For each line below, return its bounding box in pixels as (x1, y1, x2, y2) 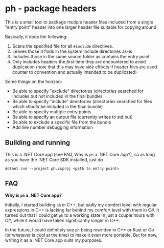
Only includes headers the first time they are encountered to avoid (12, 59, 146, 64)
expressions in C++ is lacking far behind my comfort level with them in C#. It (5, 207, 159, 213)
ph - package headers (5, 3, 96, 14)
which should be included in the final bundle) (12, 103, 103, 109)
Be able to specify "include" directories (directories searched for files (12, 98, 153, 104)
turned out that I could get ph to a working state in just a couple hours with (5, 212, 155, 218)
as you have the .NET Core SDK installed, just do (5, 157, 103, 163)
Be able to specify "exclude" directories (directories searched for (12, 88, 143, 94)
